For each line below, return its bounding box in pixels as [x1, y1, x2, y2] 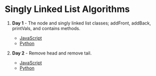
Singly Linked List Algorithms [5, 3, 130, 15]
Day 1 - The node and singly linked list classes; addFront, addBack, [12, 20, 151, 26]
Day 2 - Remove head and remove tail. [12, 50, 92, 56]
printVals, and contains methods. [12, 25, 81, 31]
